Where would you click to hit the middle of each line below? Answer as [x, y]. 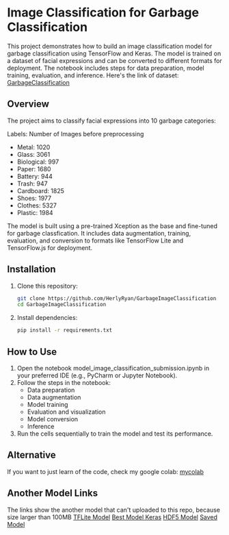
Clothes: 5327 [37, 205]
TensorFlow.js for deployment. [50, 247]
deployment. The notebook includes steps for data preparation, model [106, 68]
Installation [31, 270]
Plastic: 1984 [35, 212]
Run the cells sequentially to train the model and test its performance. [115, 434]
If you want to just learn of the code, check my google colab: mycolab [105, 471]
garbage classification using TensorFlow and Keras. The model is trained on [114, 53]
